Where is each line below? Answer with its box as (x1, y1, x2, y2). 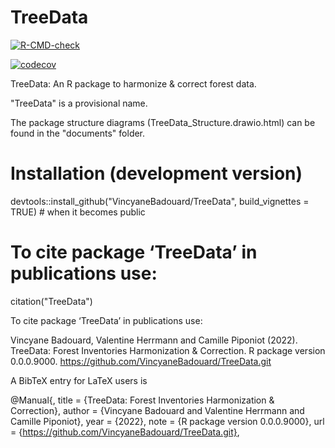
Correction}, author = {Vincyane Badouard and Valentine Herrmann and (10, 404, 305, 416)
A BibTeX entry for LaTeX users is (10, 374, 148, 386)
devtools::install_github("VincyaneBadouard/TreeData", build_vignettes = (10, 195, 310, 207)
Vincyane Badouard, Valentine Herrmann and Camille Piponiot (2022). (10, 334, 298, 346)
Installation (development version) (10, 162, 303, 185)
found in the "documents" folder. (10, 127, 146, 139)
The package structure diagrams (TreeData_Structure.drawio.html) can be (10, 116, 316, 128)
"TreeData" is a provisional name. (10, 97, 148, 109)
